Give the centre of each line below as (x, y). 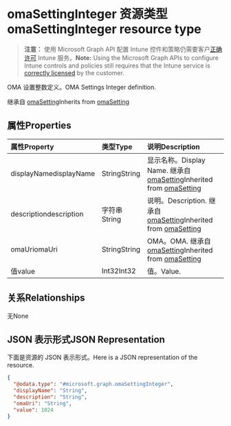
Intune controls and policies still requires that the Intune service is (117, 65)
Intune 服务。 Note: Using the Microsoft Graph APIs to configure (128, 58)
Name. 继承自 (169, 170)
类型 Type (117, 147)
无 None (18, 316)
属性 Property (32, 147)
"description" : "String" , (51, 397)
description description (47, 214)
